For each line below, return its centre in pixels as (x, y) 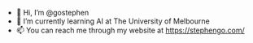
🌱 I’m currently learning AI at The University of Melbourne (113, 21)
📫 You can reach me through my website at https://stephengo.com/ (131, 30)
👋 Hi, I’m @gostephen (52, 13)
